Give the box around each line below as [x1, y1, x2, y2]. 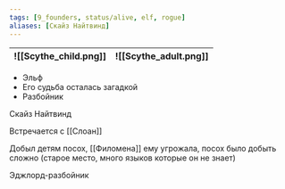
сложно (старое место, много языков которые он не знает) [9, 152, 237, 163]
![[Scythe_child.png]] [13, 50, 107, 62]
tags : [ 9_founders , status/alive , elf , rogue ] [9, 12, 186, 22]
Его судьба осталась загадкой [21, 81, 138, 92]
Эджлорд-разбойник [9, 169, 89, 180]
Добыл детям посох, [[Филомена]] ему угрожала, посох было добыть [9, 143, 277, 153]
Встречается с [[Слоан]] [9, 126, 103, 136]
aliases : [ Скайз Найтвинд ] [9, 21, 110, 30]
